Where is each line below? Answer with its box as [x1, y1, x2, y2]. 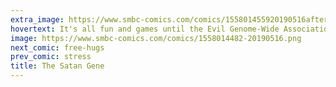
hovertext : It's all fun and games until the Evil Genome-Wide [10, 24, 280, 34]
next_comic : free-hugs [10, 42, 105, 53]
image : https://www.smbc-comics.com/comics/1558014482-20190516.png [10, 33, 302, 43]
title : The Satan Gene [10, 61, 105, 71]
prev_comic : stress [10, 52, 92, 62]
